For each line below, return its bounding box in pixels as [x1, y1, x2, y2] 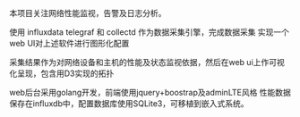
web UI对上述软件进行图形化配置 [9, 38, 130, 48]
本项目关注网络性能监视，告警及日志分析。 [9, 8, 167, 18]
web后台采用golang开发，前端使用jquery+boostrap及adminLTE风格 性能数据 [9, 88, 291, 97]
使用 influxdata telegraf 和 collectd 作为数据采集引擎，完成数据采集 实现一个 [9, 27, 289, 38]
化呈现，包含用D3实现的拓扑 [9, 68, 115, 79]
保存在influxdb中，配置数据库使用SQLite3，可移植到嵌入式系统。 [9, 98, 249, 109]
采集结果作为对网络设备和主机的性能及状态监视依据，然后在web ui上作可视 [9, 57, 285, 67]
